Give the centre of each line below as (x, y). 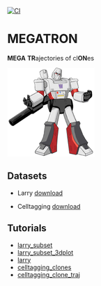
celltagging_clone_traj (48, 274)
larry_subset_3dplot (45, 252)
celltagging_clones (44, 267)
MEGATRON (42, 39)
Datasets (27, 176)
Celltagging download (49, 206)
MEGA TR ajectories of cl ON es (51, 58)
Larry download (40, 193)
